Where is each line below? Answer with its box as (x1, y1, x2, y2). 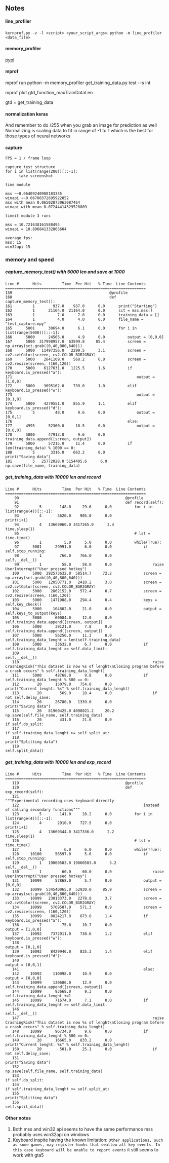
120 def (12, 785, 133, 790)
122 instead (12, 803, 159, 808)
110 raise (12, 660, 164, 665)
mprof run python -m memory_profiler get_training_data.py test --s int (5, 80, 151, 86)
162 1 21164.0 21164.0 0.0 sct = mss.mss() (5, 308, 153, 313)
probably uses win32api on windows (12, 1132, 90, 1138)
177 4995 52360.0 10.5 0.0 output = (5, 423, 155, 429)
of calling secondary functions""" (5, 807, 80, 812)
